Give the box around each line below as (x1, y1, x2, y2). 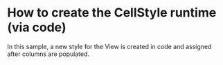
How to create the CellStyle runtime (7, 5, 217, 21)
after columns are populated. (7, 50, 90, 58)
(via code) (7, 19, 66, 35)
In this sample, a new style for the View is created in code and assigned (7, 42, 212, 50)
